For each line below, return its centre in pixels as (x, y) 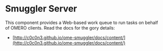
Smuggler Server (41, 9)
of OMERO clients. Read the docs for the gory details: (60, 27)
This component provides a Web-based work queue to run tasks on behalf (82, 22)
